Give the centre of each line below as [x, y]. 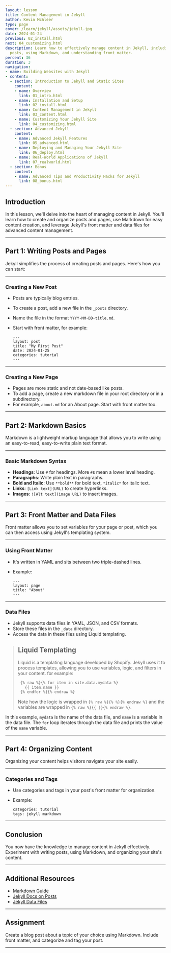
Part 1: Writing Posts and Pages [56, 251]
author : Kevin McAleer [29, 19]
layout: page [26, 586]
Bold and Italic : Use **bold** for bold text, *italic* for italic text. [81, 483]
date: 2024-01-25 [31, 351]
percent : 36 [18, 57]
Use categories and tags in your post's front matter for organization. [84, 791]
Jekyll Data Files [30, 902]
